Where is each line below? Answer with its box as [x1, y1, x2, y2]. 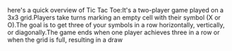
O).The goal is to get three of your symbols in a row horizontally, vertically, [7, 21, 225, 29]
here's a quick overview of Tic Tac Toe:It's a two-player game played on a [7, 6, 224, 14]
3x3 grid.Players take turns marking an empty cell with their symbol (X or [7, 13, 221, 22]
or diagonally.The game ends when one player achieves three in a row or [7, 28, 220, 36]
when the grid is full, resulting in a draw [7, 36, 123, 44]
